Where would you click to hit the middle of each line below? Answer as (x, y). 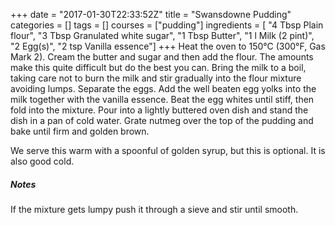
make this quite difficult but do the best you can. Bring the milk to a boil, (158, 67)
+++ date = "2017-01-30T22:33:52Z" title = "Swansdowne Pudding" (151, 14)
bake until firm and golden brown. (80, 131)
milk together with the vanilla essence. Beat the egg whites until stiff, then (162, 99)
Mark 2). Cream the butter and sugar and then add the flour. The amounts (162, 57)
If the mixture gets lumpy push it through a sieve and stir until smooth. (154, 209)
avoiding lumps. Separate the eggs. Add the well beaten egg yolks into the (163, 88)
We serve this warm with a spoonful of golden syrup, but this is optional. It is (168, 150)
